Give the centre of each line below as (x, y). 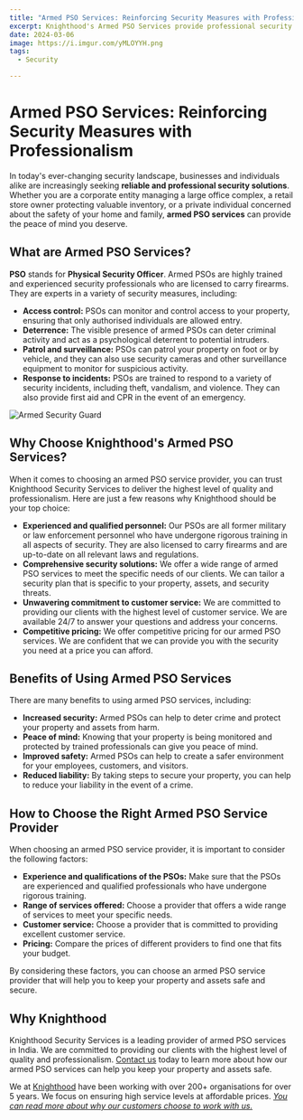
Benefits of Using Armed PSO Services (120, 678)
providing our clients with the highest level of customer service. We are (155, 612)
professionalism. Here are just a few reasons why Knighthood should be (143, 498)
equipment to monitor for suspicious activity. (106, 368)
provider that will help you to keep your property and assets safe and (138, 981)
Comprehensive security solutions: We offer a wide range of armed (150, 564)
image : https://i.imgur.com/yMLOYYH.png (87, 43)
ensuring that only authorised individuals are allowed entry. (132, 320)
